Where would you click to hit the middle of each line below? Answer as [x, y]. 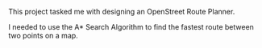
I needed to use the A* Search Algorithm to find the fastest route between [131, 27]
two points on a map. [43, 36]
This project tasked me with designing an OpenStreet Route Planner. [122, 12]
